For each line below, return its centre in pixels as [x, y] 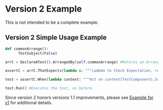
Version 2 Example [43, 9]
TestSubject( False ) [37, 53]
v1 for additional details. [29, 102]
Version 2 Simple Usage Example [56, 38]
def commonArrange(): [27, 49]
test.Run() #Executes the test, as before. [50, 88]
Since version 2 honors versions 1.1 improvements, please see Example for [79, 97]
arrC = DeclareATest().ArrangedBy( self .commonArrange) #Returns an [75, 62]
